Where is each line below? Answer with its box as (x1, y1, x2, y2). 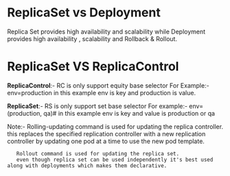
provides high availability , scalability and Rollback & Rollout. (7, 34, 177, 42)
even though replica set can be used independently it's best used (16, 156, 214, 163)
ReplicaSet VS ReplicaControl (7, 59, 179, 75)
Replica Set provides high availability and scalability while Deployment (7, 27, 206, 36)
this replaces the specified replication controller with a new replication (7, 129, 206, 138)
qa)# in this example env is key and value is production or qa (43, 109, 215, 117)
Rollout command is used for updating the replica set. (16, 150, 180, 157)
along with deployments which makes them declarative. (7, 162, 168, 169)
